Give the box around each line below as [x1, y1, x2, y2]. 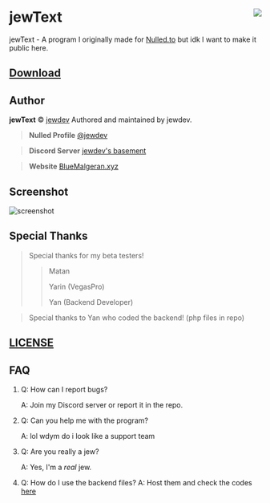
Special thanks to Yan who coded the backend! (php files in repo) [28, 313, 245, 322]
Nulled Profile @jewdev [28, 131, 108, 140]
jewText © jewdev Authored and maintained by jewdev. [9, 115, 192, 124]
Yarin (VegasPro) [48, 282, 105, 291]
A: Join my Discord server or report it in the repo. [20, 400, 183, 409]
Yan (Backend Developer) [48, 297, 134, 306]
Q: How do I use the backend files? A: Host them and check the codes [20, 477, 252, 487]
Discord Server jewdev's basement [28, 146, 147, 156]
